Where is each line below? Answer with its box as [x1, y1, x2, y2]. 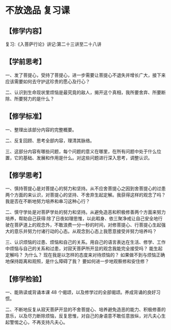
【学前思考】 [5, 57, 46, 66]
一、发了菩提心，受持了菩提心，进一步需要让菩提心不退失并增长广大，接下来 [5, 72, 166, 78]
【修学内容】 [5, 27, 46, 35]
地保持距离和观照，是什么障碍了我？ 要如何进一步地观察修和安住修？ [5, 258, 149, 265]
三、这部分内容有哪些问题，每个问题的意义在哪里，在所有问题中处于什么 [5, 148, 157, 154]
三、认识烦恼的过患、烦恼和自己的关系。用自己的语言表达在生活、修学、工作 [5, 239, 166, 245]
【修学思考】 [5, 171, 46, 180]
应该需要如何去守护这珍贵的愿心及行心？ [5, 78, 90, 84]
